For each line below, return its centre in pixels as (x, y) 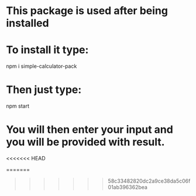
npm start (18, 106)
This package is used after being (87, 11)
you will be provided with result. (85, 142)
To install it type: (47, 50)
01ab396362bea (128, 187)
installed (27, 23)
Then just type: (44, 90)
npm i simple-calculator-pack (42, 66)
